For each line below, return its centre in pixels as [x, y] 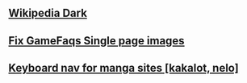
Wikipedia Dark [48, 13]
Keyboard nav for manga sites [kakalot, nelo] [124, 68]
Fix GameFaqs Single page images [96, 41]
